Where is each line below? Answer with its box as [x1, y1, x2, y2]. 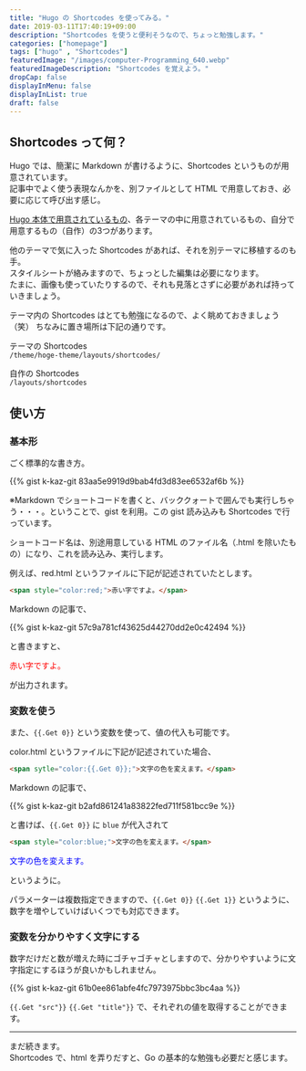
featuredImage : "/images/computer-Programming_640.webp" [9, 56, 230, 65]
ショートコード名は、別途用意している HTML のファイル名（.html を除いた [9, 536, 289, 548]
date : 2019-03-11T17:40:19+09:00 [9, 22, 137, 31]
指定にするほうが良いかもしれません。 [16, 964, 161, 975]
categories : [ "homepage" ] [9, 38, 107, 48]
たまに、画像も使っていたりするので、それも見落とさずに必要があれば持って [9, 279, 296, 290]
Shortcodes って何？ [9, 134, 127, 150]
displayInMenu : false [9, 81, 92, 90]
